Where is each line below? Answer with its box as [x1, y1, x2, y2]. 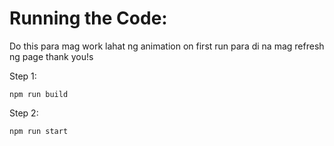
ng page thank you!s [9, 50, 94, 62]
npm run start [9, 126, 69, 136]
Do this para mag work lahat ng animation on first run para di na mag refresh [9, 40, 325, 52]
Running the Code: [9, 7, 168, 30]
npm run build [9, 89, 69, 99]
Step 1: [9, 70, 37, 82]
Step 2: [9, 107, 39, 119]
